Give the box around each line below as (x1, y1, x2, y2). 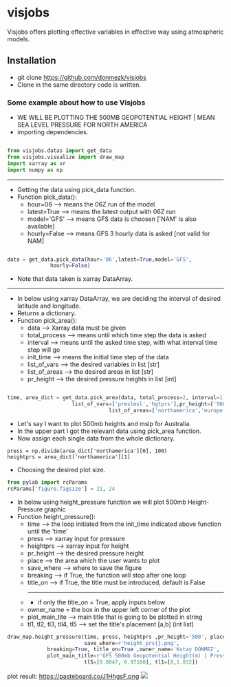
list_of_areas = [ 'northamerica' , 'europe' (109, 408, 226, 414)
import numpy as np (7, 167, 63, 173)
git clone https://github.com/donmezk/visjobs (16, 73, 146, 81)
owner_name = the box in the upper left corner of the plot (27, 605, 190, 613)
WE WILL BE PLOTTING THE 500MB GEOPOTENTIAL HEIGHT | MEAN (16, 114, 215, 122)
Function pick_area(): (16, 317, 78, 325)
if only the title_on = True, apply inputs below (37, 598, 166, 606)
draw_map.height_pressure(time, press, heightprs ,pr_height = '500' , (7, 633, 208, 640)
